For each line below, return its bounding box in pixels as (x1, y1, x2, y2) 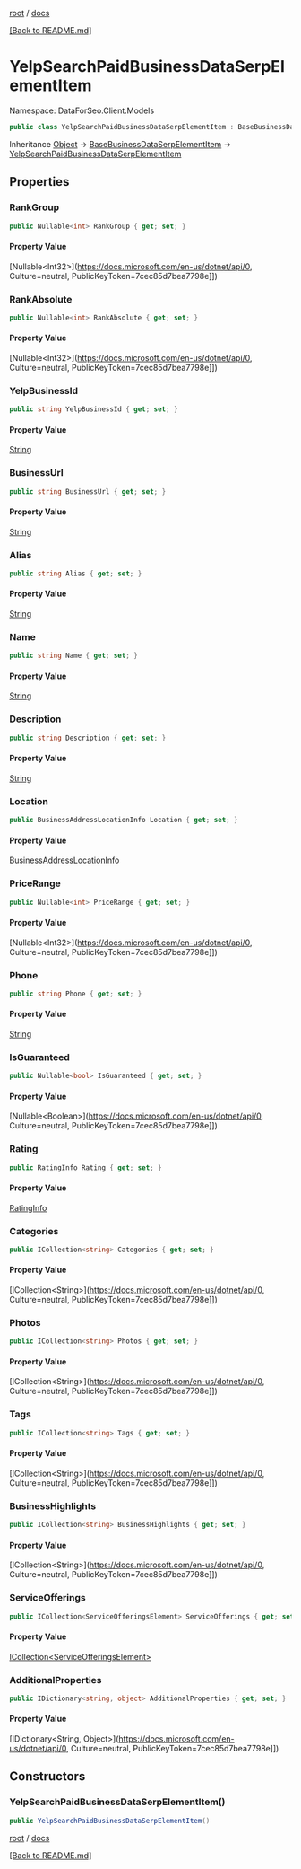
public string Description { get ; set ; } (9, 733, 167, 742)
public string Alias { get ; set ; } (9, 569, 142, 578)
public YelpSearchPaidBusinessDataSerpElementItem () (9, 1816, 211, 1825)
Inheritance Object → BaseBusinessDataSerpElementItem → (9, 138, 231, 149)
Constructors (9, 1768, 86, 1785)
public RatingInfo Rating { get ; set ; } (9, 1163, 163, 1172)
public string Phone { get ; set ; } (9, 989, 142, 998)
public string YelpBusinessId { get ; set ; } (9, 405, 178, 414)
